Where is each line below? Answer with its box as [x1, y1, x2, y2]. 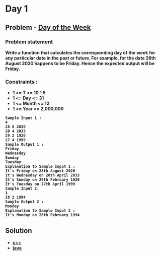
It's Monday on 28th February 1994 [5, 213, 80, 218]
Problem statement [5, 38, 53, 45]
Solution [5, 226, 32, 235]
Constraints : [5, 78, 38, 85]
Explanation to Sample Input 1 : [5, 164, 75, 169]
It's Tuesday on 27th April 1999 [5, 182, 75, 187]
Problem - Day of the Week [5, 23, 91, 32]
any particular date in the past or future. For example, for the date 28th [5, 55, 156, 61]
